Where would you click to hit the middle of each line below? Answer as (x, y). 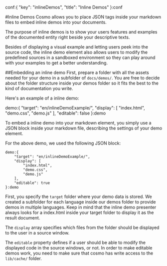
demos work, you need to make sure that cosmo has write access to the (79, 253)
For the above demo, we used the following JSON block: (63, 143)
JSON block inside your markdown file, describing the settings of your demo (84, 128)
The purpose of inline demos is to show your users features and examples (81, 32)
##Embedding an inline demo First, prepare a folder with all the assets (77, 72)
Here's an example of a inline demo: (42, 98)
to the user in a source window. (37, 233)
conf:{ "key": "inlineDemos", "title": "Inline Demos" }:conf (64, 7)
